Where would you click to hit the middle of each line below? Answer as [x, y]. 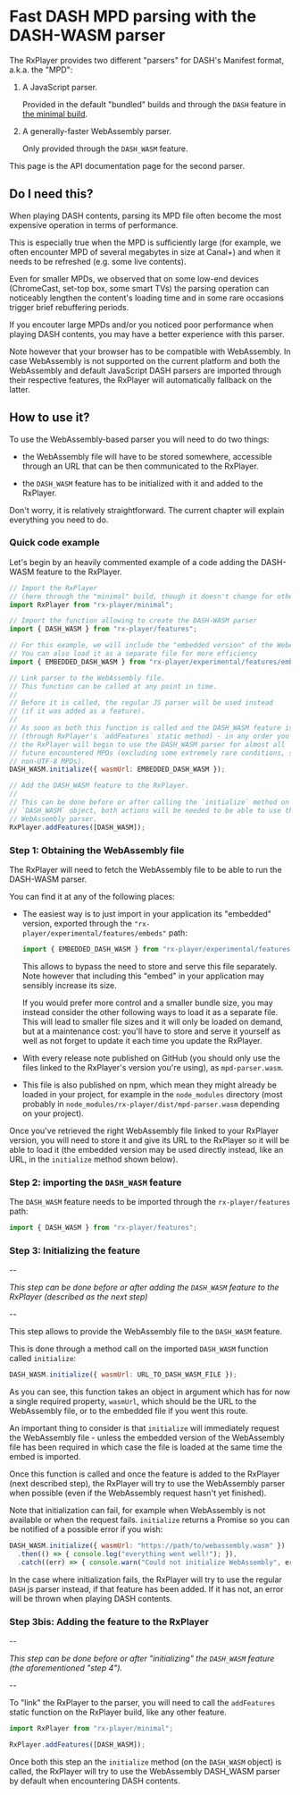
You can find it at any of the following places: [92, 896]
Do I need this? [51, 194]
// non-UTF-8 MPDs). [48, 761]
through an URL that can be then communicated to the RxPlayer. [140, 466]
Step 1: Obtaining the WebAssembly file [97, 850]
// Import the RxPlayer [54, 588]
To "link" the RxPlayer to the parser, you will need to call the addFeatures [142, 1703]
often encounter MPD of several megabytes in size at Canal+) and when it [145, 251]
